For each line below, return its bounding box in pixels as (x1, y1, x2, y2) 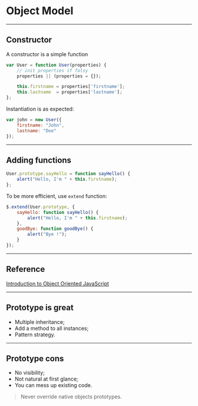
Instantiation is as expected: (6, 105, 74, 112)
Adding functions (6, 155, 72, 165)
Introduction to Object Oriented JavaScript (6, 280, 109, 287)
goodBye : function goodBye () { (16, 226, 94, 232)
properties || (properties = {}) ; (16, 73, 101, 79)
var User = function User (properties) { (6, 62, 107, 68)
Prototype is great (6, 303, 74, 313)
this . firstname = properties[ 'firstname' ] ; (16, 84, 126, 90)
